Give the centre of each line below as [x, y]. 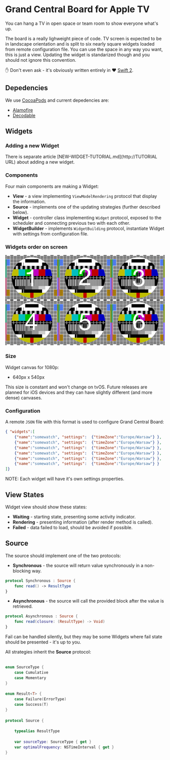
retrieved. [23, 607]
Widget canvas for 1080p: [32, 367]
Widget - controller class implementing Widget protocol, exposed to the [87, 217]
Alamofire [23, 110]
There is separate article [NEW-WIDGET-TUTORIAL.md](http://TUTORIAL [81, 157]
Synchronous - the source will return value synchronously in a [78, 565]
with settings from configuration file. [50, 233]
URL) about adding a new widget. [40, 162]
